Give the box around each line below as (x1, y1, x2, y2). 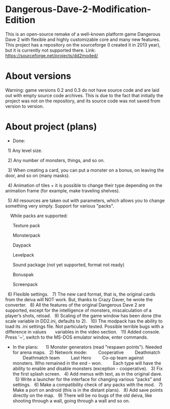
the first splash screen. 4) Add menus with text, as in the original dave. (12, 371, 163, 377)
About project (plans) (5, 121, 97, 133)
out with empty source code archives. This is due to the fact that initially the (5, 92, 163, 98)
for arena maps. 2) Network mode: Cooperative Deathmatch (12, 349, 160, 355)
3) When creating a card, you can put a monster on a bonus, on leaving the (7, 167, 164, 173)
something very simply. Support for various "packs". (5, 202, 114, 209)
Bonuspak (12, 271, 34, 277)
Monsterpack (12, 232, 40, 238)
